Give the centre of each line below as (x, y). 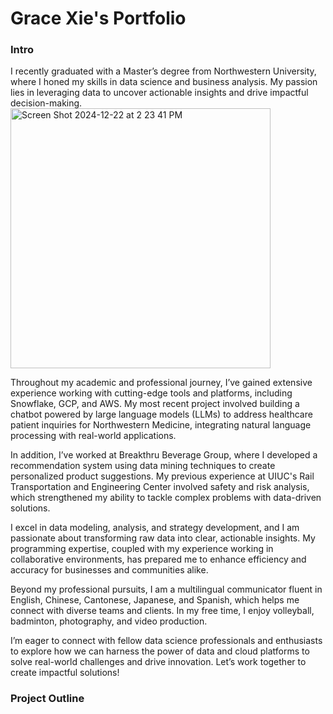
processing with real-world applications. (93, 436)
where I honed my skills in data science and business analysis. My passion (164, 82)
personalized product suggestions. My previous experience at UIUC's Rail (162, 476)
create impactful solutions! (65, 673)
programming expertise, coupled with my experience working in (142, 549)
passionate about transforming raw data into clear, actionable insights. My (163, 538)
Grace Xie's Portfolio (98, 18)
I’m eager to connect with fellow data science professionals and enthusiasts (166, 641)
